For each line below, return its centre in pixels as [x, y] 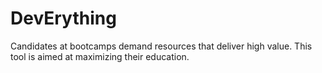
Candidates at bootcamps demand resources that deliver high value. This [161, 46]
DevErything [63, 18]
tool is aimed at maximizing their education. [100, 56]
